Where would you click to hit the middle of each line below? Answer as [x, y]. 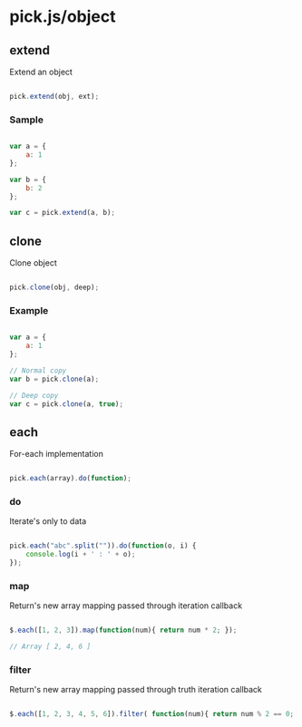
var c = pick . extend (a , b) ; [63, 213]
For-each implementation [57, 454]
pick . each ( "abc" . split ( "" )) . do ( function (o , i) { [103, 546]
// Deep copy [34, 395]
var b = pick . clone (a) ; [54, 379]
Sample [26, 120]
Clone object [33, 263]
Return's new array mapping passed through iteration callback [126, 606]
